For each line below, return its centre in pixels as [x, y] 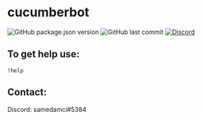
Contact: [27, 92]
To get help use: [44, 54]
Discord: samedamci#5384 [47, 109]
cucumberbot [49, 12]
